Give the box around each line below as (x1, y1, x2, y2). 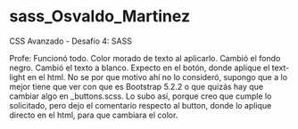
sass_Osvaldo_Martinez (9, 6, 190, 27)
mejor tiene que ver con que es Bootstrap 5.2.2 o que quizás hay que (9, 81, 264, 92)
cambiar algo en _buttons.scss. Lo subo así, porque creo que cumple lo (9, 91, 272, 101)
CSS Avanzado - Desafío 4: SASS (9, 36, 132, 46)
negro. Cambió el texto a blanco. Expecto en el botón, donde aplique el (9, 62, 270, 73)
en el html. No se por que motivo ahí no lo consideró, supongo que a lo (27, 71, 288, 82)
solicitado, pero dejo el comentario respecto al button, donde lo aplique (9, 100, 272, 110)
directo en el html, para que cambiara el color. (9, 109, 178, 120)
